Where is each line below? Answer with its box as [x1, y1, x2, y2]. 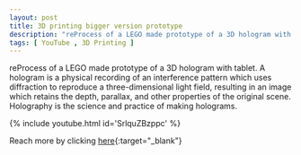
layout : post [9, 13, 58, 22]
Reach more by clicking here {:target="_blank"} [9, 135, 182, 146]
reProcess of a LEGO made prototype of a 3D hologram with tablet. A [9, 63, 266, 73]
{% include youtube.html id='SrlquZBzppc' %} [9, 118, 181, 129]
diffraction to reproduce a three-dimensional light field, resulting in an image [9, 82, 292, 92]
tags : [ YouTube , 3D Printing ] [9, 38, 135, 47]
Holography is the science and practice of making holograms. [9, 100, 238, 112]
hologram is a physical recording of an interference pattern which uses [9, 73, 272, 83]
